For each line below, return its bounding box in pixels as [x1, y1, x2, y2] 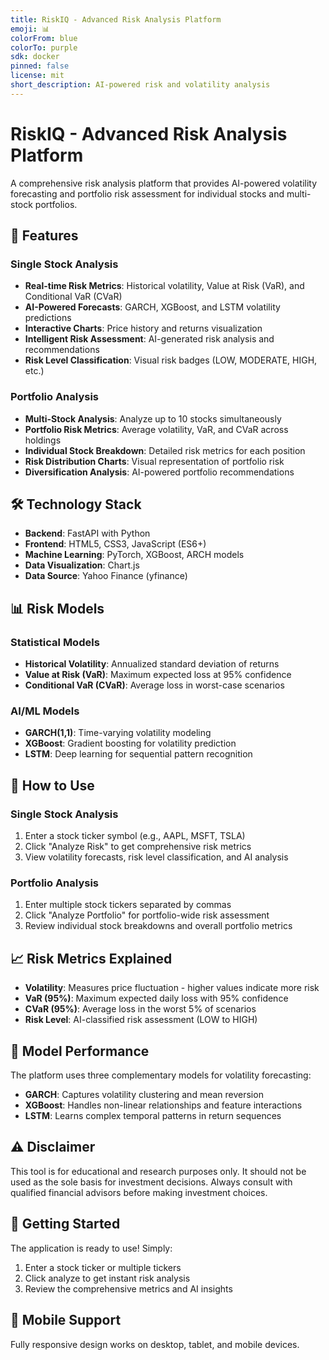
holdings [24, 434, 62, 446]
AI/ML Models [10, 704, 80, 718]
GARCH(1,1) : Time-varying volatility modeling [24, 727, 212, 739]
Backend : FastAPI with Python [24, 527, 151, 540]
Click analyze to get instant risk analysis [24, 1272, 191, 1284]
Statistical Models [10, 635, 100, 649]
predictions [24, 312, 72, 324]
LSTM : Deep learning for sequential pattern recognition [24, 748, 253, 760]
